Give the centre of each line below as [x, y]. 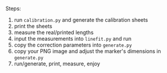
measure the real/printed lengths [54, 32]
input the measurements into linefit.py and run [73, 39]
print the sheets [33, 26]
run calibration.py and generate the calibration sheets [81, 20]
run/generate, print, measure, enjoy [57, 64]
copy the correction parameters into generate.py [73, 45]
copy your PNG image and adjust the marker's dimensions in [87, 51]
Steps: [13, 9]
